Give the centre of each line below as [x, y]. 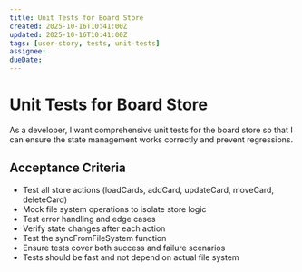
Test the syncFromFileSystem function [94, 238]
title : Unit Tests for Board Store [77, 18]
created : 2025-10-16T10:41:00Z [68, 26]
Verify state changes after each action [94, 228]
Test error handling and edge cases [89, 219]
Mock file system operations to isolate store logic [114, 209]
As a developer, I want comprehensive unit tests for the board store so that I [151, 130]
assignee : [28, 52]
